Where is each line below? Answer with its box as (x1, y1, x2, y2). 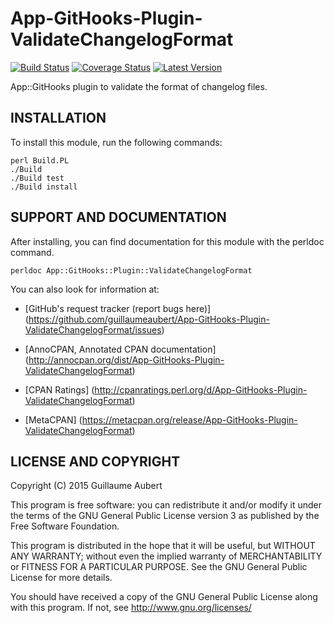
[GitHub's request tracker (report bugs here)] (24, 302, 212, 314)
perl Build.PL (10, 155, 70, 166)
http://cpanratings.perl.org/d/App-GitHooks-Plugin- (94, 383, 308, 396)
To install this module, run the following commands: (10, 136, 223, 148)
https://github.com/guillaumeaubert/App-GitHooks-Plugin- (28, 313, 270, 325)
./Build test (10, 173, 65, 183)
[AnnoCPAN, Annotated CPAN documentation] (24, 343, 217, 355)
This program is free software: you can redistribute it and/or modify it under (10, 499, 322, 511)
